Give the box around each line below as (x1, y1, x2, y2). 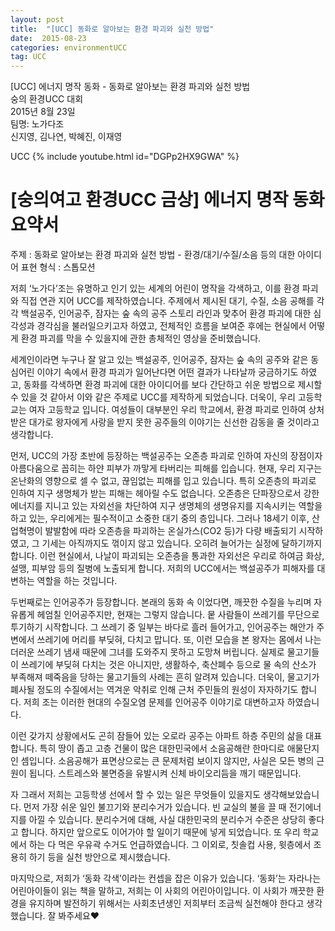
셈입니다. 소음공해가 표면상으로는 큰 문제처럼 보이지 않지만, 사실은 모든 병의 (20, 755, 315, 767)
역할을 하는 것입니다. (36, 575, 118, 587)
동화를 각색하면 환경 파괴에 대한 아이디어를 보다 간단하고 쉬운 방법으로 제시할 (23, 379, 323, 391)
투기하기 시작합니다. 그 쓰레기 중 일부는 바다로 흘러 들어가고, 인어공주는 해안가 (10, 621, 315, 633)
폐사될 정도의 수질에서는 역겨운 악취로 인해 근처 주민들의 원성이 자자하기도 (10, 684, 299, 696)
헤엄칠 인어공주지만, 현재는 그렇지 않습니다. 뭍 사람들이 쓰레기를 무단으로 (36, 609, 320, 621)
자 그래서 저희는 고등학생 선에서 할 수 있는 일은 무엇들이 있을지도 (10, 789, 262, 801)
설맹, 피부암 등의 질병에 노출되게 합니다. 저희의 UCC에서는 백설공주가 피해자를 (10, 562, 315, 575)
